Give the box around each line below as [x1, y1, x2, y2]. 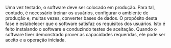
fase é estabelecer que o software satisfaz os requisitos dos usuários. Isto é [5, 20, 166, 27]
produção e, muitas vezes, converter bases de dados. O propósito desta [5, 15, 157, 21]
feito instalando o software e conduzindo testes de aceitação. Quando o [5, 26, 157, 32]
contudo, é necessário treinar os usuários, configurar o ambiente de [5, 10, 149, 16]
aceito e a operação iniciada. [5, 37, 66, 43]
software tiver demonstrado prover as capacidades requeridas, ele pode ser [5, 32, 166, 37]
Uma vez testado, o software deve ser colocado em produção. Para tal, [5, 5, 155, 10]
